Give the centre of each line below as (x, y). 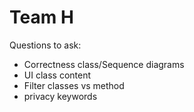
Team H (41, 17)
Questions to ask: (45, 45)
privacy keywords (60, 96)
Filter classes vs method (74, 85)
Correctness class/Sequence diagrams (104, 64)
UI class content (57, 75)
